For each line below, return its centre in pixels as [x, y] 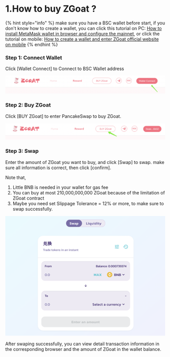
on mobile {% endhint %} [32, 44]
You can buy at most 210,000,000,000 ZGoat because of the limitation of [89, 192]
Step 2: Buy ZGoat [28, 105]
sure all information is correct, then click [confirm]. [58, 168]
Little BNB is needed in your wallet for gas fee [60, 187]
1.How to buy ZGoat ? [51, 9]
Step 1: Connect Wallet [34, 57]
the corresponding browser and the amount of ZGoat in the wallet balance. [83, 349]
